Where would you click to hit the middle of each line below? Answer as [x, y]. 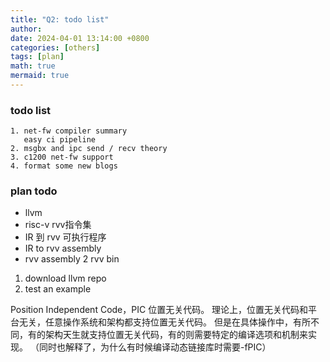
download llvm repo [65, 278]
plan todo [34, 191]
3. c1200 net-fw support [62, 157]
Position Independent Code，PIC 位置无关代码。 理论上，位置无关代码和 [159, 310]
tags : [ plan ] [37, 57]
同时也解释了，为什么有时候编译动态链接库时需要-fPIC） [155, 347]
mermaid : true [40, 76]
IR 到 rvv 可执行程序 [65, 237]
